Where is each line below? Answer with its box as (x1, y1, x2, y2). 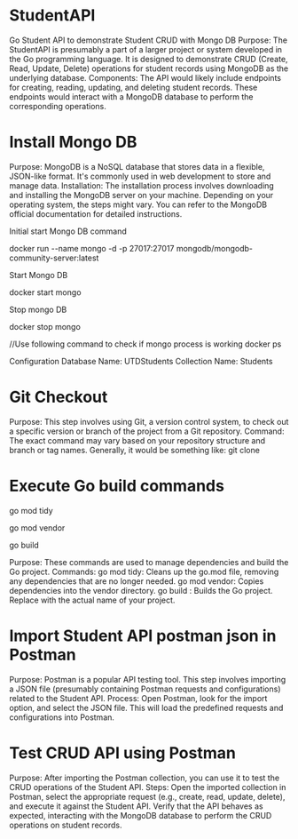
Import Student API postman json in (9, 626, 277, 645)
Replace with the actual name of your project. (9, 595, 176, 605)
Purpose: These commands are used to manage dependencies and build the (9, 556, 289, 567)
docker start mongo (9, 286, 82, 298)
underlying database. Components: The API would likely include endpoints (9, 72, 282, 83)
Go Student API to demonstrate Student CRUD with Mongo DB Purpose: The (9, 35, 288, 45)
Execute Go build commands (9, 476, 224, 496)
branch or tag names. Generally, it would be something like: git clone (9, 444, 260, 455)
